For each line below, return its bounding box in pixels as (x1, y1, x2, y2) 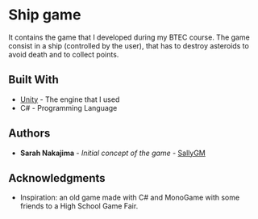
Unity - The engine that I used (19, 95, 120, 104)
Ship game (8, 6, 81, 24)
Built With (8, 73, 59, 86)
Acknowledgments (8, 171, 106, 185)
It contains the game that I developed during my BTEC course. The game (8, 32, 250, 42)
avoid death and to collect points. (8, 49, 119, 59)
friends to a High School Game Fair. (19, 201, 139, 211)
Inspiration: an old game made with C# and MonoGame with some (19, 192, 240, 203)
